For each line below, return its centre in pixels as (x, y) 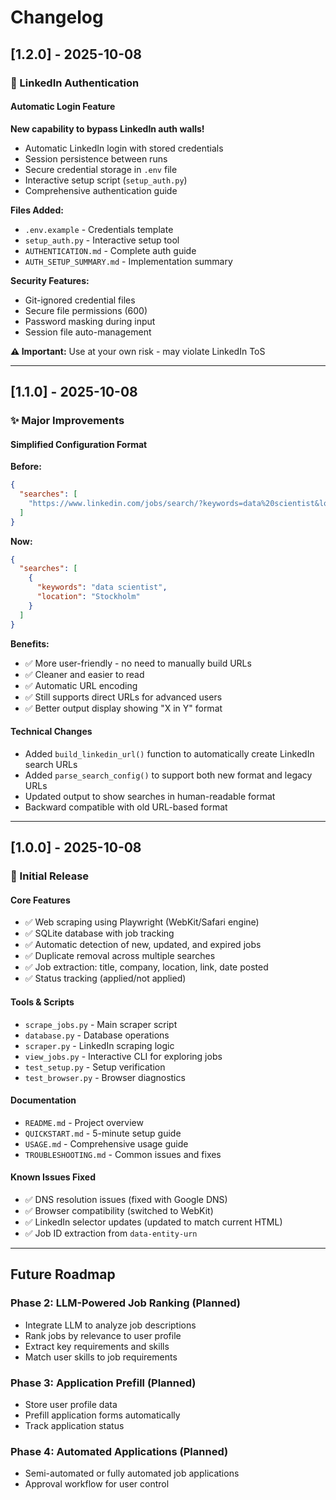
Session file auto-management (88, 332)
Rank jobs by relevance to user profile (103, 1335)
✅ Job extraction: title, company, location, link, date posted (146, 967)
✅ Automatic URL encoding (81, 685)
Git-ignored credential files (80, 300)
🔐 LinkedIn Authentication (75, 83)
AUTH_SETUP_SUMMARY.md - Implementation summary (128, 261)
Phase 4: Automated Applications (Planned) (119, 1451)
